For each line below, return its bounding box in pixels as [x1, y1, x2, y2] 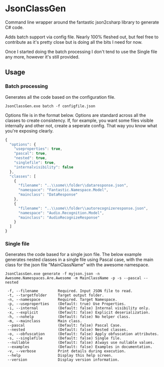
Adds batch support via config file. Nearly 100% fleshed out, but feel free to [5, 34, 159, 40]
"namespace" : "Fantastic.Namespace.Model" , [18, 188, 109, 193]
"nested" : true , [14, 156, 48, 161]
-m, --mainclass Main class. [7, 319, 82, 324]
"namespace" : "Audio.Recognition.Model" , [18, 210, 105, 215]
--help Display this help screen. [7, 353, 113, 358]
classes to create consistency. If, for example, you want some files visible [5, 117, 154, 123]
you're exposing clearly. [5, 128, 54, 134]
